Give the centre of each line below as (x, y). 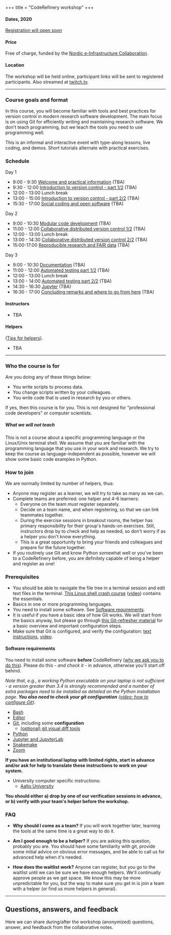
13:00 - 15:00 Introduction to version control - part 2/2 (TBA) (76, 198)
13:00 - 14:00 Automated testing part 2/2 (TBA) (62, 281)
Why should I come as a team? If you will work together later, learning (86, 825)
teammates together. (42, 515)
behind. (13, 670)
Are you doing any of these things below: (48, 377)
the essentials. (28, 599)
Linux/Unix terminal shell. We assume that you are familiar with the (75, 443)
